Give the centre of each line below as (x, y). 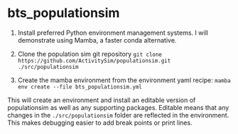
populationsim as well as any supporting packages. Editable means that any (118, 107)
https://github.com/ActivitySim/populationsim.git (94, 61)
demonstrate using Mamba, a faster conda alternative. (97, 40)
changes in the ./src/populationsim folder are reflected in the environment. (118, 115)
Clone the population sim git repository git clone (90, 54)
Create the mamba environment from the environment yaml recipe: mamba (124, 80)
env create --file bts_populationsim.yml (80, 86)
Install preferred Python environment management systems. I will (113, 33)
